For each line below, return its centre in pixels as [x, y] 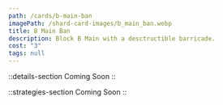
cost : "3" [25, 46]
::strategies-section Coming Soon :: [68, 92]
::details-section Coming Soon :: [62, 76]
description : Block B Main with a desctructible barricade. [112, 38]
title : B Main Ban [39, 31]
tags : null [27, 53]
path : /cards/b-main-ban [50, 16]
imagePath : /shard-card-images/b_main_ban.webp [90, 23]
